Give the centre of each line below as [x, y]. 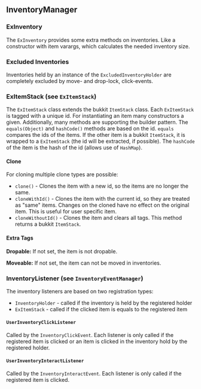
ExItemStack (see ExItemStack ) [51, 96]
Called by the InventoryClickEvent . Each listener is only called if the [90, 335]
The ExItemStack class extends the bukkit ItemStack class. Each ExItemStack [100, 109]
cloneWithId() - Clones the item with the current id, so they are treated [102, 199]
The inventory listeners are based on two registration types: [80, 291]
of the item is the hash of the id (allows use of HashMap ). [74, 148]
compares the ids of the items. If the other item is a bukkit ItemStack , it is [96, 135]
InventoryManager [42, 10]
